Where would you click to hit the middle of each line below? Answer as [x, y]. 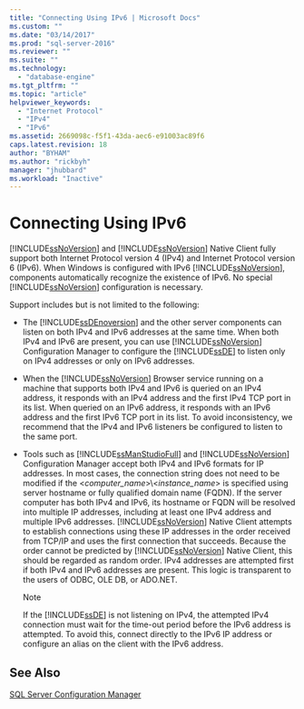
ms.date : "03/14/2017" [52, 35]
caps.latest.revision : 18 [58, 145]
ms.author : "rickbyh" [50, 161]
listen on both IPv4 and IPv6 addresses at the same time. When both [151, 332]
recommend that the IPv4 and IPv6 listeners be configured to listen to [152, 427]
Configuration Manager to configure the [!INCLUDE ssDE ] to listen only [154, 352]
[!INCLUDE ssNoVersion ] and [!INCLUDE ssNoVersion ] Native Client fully [143, 249]
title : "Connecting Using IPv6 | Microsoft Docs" [105, 18]
